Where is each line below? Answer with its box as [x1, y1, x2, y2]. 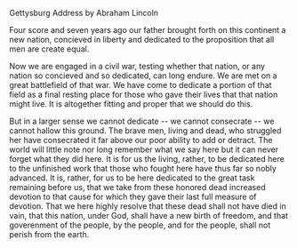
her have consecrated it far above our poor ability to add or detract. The [9, 135, 273, 145]
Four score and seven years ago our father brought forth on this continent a [9, 25, 286, 35]
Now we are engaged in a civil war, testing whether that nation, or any [9, 61, 265, 71]
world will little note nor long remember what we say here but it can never [9, 144, 278, 155]
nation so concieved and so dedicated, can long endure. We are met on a [9, 70, 277, 81]
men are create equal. [9, 44, 90, 54]
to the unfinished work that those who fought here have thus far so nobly [9, 164, 277, 173]
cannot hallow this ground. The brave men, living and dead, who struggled [9, 125, 282, 136]
